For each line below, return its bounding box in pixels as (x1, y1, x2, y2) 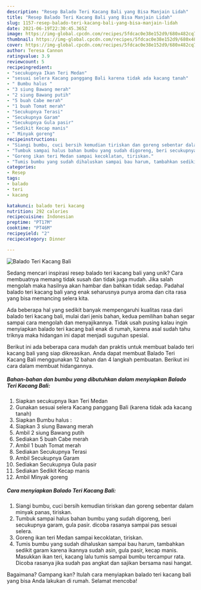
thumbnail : (7, 36, 34, 42)
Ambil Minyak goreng (15, 473, 68, 481)
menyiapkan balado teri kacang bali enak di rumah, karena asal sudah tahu (7, 325, 191, 332)
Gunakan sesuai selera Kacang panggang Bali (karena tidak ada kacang (15, 404, 193, 411)
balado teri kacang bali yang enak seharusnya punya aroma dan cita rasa (7, 288, 187, 296)
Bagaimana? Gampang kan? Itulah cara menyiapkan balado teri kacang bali (7, 571, 191, 578)
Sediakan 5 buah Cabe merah (15, 435, 89, 442)
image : (7, 31, 23, 37)
